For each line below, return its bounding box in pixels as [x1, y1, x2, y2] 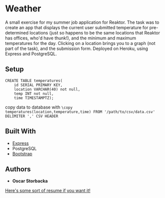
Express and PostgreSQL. [5, 50, 57, 57]
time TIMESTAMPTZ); [14, 95, 54, 100]
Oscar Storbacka [12, 178, 48, 184]
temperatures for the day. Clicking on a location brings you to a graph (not [5, 40, 156, 46]
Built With [5, 127, 36, 136]
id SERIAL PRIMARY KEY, [14, 82, 63, 87]
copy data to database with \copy [5, 104, 73, 110]
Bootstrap [12, 151, 33, 157]
